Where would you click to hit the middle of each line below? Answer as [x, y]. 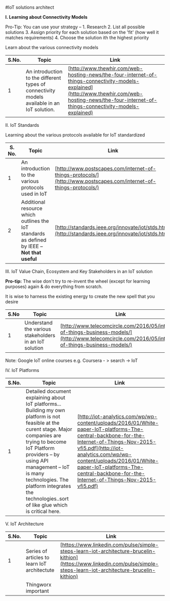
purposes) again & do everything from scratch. [54, 287]
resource [32, 208]
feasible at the [43, 423]
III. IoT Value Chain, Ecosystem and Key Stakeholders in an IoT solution [79, 271]
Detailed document [49, 391]
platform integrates [49, 486]
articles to [38, 557]
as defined [34, 240]
